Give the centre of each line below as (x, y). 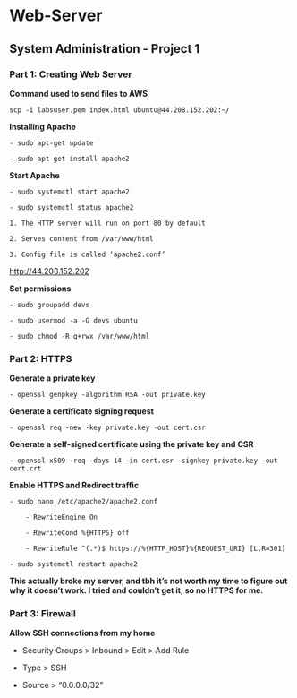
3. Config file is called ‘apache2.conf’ (88, 254)
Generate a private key (52, 378)
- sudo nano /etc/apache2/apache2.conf (84, 502)
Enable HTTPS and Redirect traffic (74, 486)
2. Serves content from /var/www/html (81, 238)
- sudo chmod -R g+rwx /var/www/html (80, 336)
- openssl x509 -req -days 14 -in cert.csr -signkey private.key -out (144, 461)
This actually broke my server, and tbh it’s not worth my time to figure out (148, 581)
